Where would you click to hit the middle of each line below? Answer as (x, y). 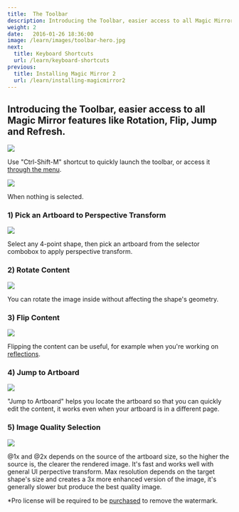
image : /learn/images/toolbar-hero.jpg (67, 41)
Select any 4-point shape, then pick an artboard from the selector (104, 244)
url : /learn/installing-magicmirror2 (70, 80)
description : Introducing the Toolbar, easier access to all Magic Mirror (121, 21)
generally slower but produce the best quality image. (85, 486)
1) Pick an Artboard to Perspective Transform (87, 215)
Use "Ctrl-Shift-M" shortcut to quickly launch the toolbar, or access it (109, 162)
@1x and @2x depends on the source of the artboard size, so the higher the (118, 456)
